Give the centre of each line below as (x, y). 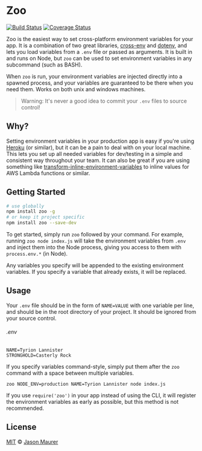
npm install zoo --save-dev (42, 223)
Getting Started (36, 192)
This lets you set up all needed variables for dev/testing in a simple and (94, 154)
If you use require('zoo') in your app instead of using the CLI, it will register (101, 395)
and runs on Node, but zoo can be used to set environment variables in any (99, 58)
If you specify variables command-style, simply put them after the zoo (93, 367)
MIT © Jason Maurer (32, 441)
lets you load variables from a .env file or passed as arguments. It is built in (99, 51)
